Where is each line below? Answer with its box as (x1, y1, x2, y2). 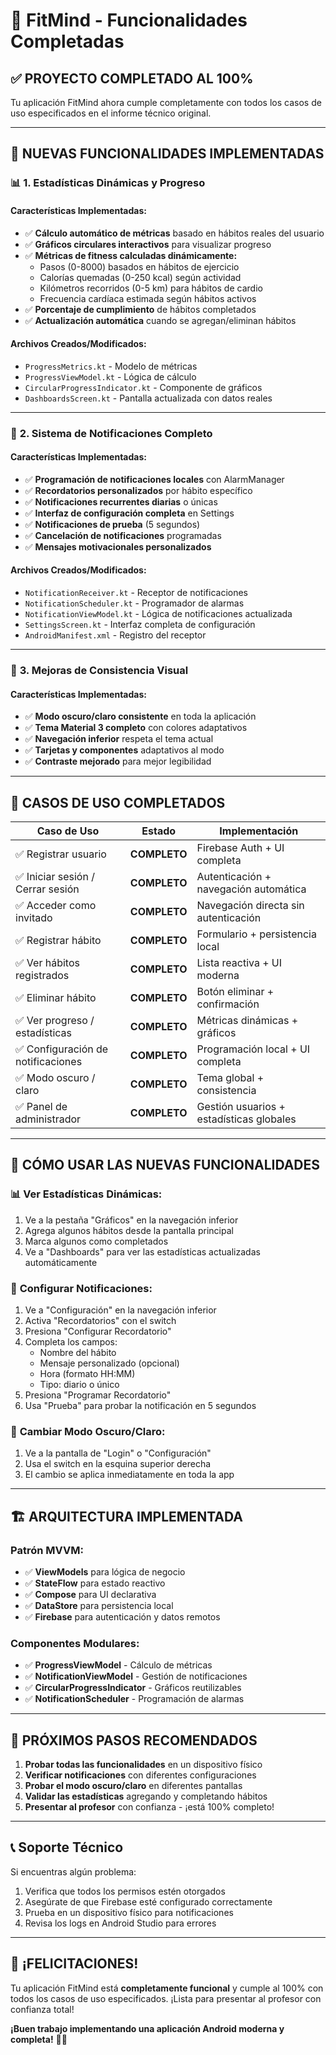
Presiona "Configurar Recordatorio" (24, 1325, 172, 1337)
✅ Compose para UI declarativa (24, 1588, 157, 1600)
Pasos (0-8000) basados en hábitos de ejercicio (39, 260, 240, 273)
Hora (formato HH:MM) (39, 1367, 136, 1379)
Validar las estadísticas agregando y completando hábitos (24, 1790, 268, 1803)
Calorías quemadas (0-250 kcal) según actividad (39, 271, 242, 283)
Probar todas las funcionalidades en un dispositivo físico (24, 1759, 263, 1771)
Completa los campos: (24, 1335, 118, 1348)
